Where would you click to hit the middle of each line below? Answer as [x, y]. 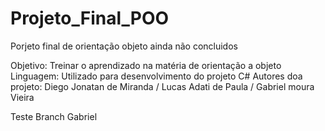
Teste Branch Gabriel [54, 116]
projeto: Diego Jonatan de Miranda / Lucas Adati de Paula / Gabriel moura [162, 86]
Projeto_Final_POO [90, 18]
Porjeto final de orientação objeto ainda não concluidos [124, 46]
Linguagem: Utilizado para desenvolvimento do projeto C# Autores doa [156, 76]
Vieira [22, 97]
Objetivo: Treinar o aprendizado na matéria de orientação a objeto [146, 65]
